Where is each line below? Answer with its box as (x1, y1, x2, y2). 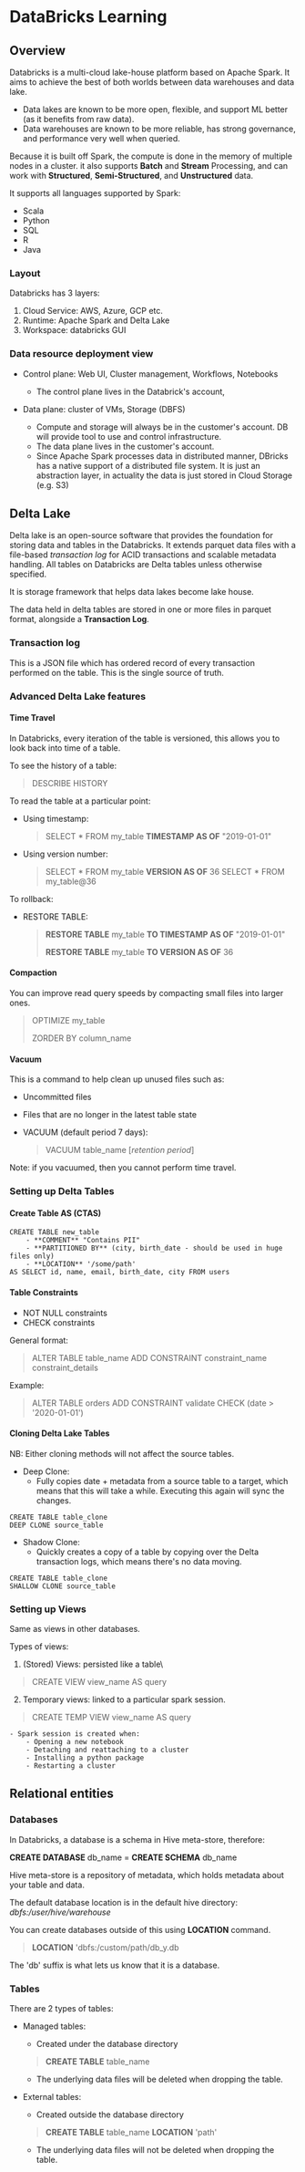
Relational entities (9, 1786, 114, 1802)
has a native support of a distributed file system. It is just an (36, 460, 261, 471)
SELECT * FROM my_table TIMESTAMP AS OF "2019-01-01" (45, 830, 272, 841)
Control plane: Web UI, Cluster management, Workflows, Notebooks (22, 368, 279, 379)
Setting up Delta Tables (9, 1185, 116, 1198)
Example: (9, 1379, 45, 1390)
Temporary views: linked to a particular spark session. (22, 1694, 226, 1705)
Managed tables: (22, 2021, 86, 2032)
